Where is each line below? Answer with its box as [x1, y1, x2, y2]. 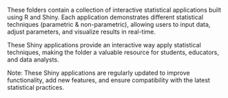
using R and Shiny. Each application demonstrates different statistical [7, 13, 204, 21]
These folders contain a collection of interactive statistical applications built [7, 6, 222, 14]
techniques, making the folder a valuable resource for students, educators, [7, 48, 219, 56]
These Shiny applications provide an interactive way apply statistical [7, 41, 201, 49]
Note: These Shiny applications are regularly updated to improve [7, 69, 191, 77]
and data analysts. [7, 56, 60, 64]
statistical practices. [7, 84, 64, 91]
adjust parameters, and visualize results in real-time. [7, 27, 156, 36]
